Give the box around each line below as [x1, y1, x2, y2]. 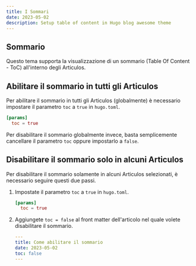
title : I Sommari [6, 8, 49, 15]
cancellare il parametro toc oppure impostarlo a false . [6, 137, 139, 145]
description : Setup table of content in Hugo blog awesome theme [6, 20, 171, 26]
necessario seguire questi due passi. [6, 177, 96, 184]
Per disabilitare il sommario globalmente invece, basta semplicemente [6, 131, 177, 138]
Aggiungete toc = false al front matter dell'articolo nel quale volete [14, 216, 181, 223]
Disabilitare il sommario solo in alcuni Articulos [6, 155, 184, 165]
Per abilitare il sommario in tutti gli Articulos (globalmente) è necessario [6, 97, 181, 104]
